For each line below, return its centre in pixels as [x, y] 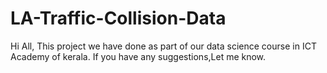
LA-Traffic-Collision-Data [118, 18]
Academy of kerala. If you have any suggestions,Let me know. [138, 56]
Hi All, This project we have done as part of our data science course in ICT [163, 46]
